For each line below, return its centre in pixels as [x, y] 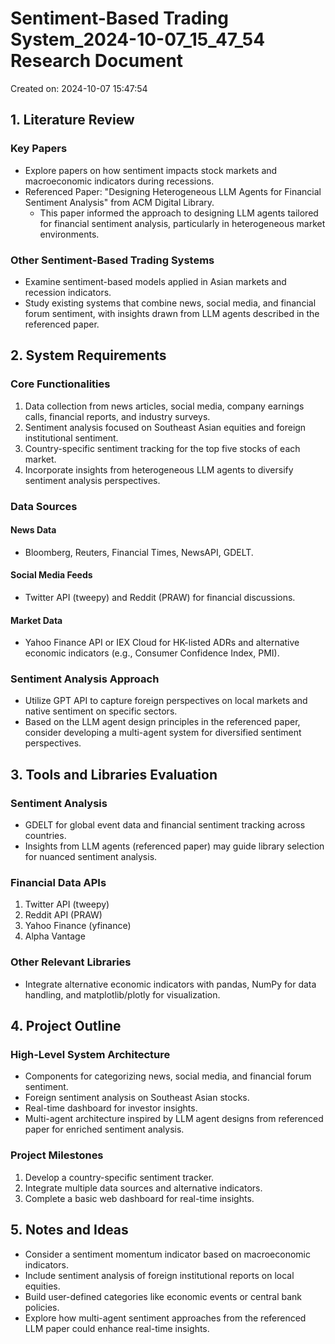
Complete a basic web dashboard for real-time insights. [139, 1198]
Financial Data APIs [58, 883]
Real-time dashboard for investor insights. [111, 1108]
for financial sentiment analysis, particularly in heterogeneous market [182, 223]
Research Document [97, 61]
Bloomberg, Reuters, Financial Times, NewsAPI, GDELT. [139, 552]
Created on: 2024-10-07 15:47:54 [79, 88]
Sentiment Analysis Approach [85, 679]
